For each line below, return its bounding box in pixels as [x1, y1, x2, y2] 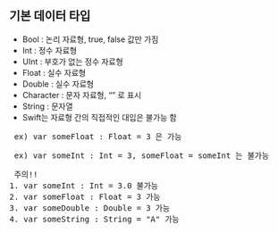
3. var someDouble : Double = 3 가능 [9, 203, 171, 212]
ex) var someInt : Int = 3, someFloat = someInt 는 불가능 [13, 150, 270, 161]
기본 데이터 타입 [9, 8, 91, 24]
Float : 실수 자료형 [21, 67, 87, 78]
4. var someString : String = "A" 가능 [9, 213, 180, 224]
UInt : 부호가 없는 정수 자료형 [21, 56, 123, 67]
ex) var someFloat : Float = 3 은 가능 [13, 131, 182, 141]
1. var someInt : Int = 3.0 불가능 [9, 180, 159, 190]
